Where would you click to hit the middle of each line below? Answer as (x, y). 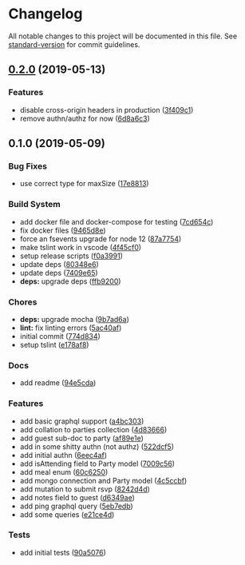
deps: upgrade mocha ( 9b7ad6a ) (74, 319)
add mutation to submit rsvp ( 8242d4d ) (85, 489)
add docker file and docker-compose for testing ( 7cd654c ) (117, 221)
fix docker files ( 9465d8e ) (63, 230)
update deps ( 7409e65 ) (59, 273)
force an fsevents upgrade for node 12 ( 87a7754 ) (101, 239)
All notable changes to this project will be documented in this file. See (123, 36)
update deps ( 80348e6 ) (59, 264)
